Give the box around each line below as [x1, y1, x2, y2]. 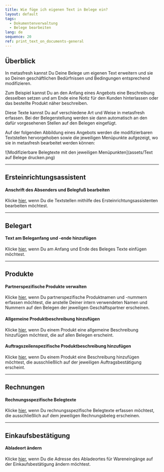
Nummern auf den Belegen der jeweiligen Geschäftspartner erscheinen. [5, 305, 150, 310]
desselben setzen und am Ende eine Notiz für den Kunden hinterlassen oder [5, 95, 159, 101]
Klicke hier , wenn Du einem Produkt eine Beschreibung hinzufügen [5, 354, 140, 360]
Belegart [5, 222, 32, 230]
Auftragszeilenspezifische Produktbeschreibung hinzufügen [5, 343, 131, 349]
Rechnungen [5, 383, 45, 391]
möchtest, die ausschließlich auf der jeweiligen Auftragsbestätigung [5, 359, 142, 365]
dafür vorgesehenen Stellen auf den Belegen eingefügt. [5, 120, 117, 126]
